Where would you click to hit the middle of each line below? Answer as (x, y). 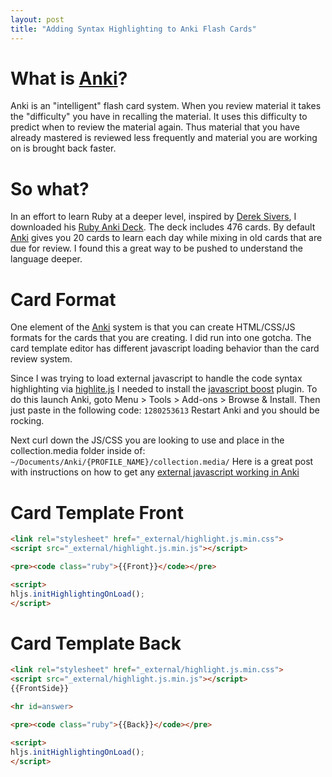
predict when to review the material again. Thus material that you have (155, 127)
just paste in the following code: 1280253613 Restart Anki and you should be (165, 410)
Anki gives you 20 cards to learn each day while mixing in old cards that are (166, 238)
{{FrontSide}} (40, 689)
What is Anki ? (69, 78)
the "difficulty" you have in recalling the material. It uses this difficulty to (159, 117)
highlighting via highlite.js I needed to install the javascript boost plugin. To (164, 389)
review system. (41, 359)
